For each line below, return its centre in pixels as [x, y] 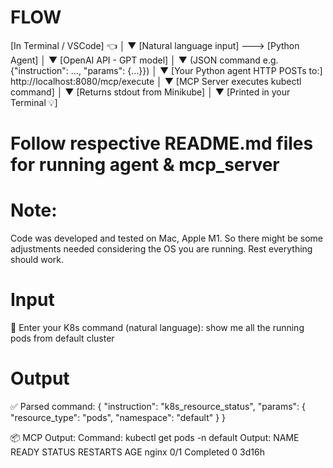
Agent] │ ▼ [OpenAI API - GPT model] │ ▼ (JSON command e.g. [144, 60]
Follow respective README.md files [162, 143]
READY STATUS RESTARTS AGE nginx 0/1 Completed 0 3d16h [137, 452]
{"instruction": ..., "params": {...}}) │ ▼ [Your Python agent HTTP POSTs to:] [166, 70]
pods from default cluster [62, 338]
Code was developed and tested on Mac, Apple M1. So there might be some [167, 238]
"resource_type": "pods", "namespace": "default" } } [118, 417]
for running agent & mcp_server [145, 165]
